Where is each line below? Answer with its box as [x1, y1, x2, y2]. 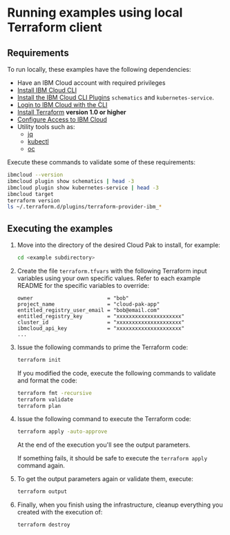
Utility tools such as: [17, 123, 75, 130]
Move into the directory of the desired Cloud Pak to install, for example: [17, 241, 221, 249]
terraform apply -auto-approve [17, 428, 108, 436]
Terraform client [7, 19, 102, 35]
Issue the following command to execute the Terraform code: [17, 415, 191, 423]
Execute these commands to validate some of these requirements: [7, 158, 195, 166]
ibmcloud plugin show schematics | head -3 [7, 177, 135, 184]
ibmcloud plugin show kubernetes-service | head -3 [7, 184, 159, 191]
